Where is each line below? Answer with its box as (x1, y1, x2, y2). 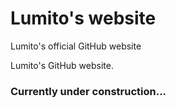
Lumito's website (10, 7, 157, 30)
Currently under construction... (10, 84, 167, 98)
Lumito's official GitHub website (10, 40, 142, 52)
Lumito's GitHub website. (10, 59, 114, 71)
